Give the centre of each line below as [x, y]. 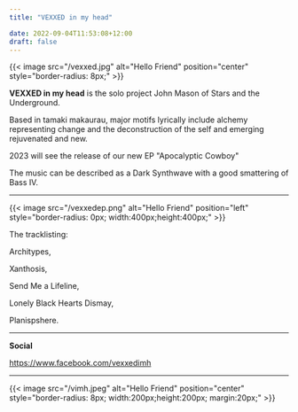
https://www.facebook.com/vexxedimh [80, 363]
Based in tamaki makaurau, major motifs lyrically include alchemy [129, 120]
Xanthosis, [28, 269]
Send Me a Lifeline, [44, 286]
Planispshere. [34, 321]
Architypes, [30, 252]
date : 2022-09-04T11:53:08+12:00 [71, 33]
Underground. [35, 103]
